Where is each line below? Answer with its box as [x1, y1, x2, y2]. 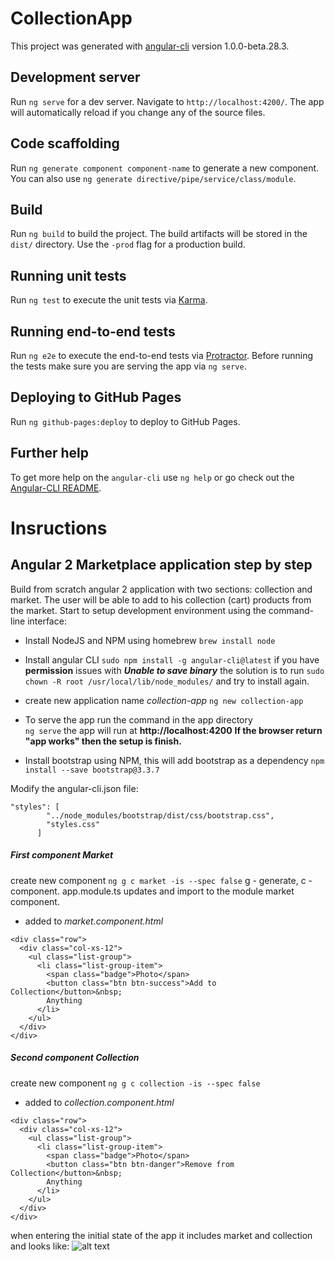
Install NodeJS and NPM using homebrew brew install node [24, 634, 276, 646]
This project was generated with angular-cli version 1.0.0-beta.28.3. [10, 40, 290, 52]
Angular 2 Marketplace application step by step [10, 557, 313, 574]
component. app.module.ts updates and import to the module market [10, 885, 295, 897]
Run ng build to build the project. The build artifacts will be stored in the [10, 228, 308, 240]
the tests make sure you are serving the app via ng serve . [10, 360, 247, 372]
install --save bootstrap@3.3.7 [24, 765, 160, 775]
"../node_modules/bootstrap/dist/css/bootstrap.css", [46, 810, 275, 821]
